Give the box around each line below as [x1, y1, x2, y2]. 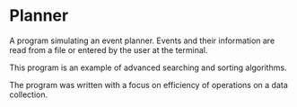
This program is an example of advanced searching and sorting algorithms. [9, 62, 287, 73]
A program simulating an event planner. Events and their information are [9, 35, 275, 46]
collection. [9, 89, 48, 100]
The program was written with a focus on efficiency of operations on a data [9, 79, 289, 90]
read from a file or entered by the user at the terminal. [9, 44, 208, 55]
